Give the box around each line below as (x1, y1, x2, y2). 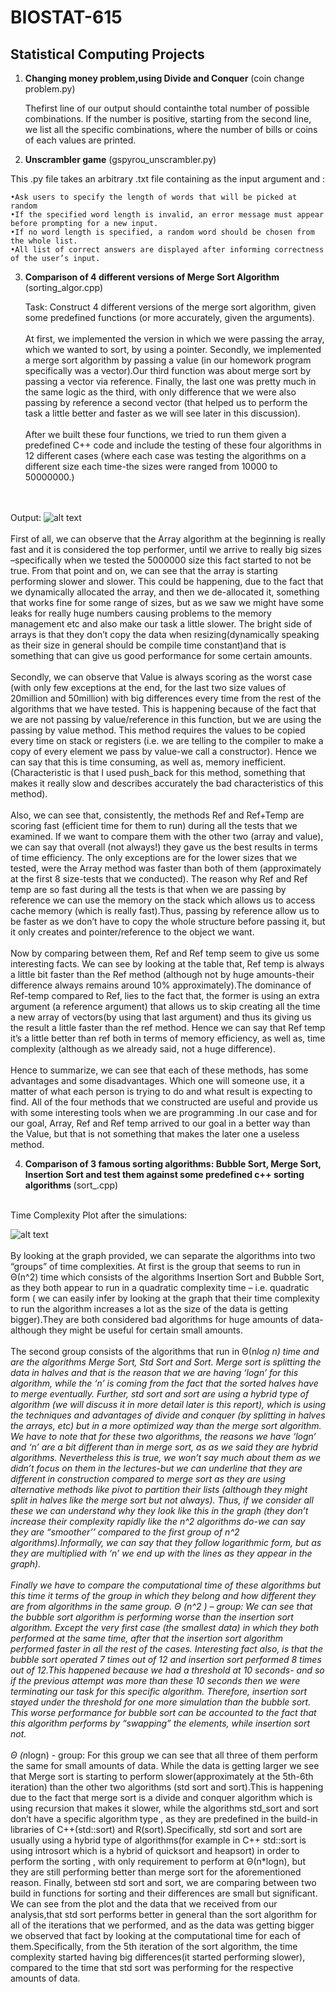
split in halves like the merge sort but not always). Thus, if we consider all (10, 1494, 314, 1506)
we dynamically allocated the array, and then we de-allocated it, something (10, 586, 320, 598)
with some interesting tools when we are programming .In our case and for (10, 1107, 318, 1118)
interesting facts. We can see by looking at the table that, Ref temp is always (10, 958, 325, 970)
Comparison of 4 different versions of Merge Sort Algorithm (24, 271, 280, 283)
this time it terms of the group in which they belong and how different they (10, 1590, 317, 1601)
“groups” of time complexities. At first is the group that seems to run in (10, 1261, 301, 1272)
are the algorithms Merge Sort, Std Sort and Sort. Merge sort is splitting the (10, 1356, 322, 1368)
